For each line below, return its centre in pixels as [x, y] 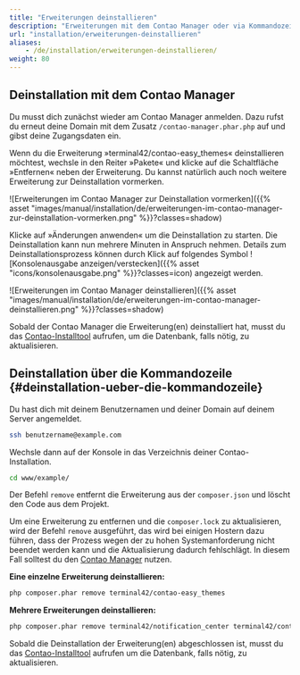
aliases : [25, 42]
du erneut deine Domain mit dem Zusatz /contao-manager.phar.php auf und [147, 126]
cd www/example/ [39, 478]
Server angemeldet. [46, 418]
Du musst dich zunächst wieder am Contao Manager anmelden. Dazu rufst [146, 116]
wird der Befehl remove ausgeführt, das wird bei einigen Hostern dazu [137, 531]
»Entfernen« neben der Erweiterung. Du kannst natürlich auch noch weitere [148, 171]
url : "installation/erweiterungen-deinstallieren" [105, 34]
